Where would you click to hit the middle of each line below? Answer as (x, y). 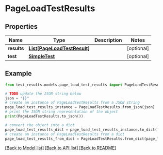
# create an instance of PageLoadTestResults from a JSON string (72, 103)
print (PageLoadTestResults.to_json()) (44, 116)
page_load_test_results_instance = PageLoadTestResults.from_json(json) (80, 107)
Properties (21, 27)
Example (18, 74)
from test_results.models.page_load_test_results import (64, 85)
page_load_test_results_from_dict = (42, 139)
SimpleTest (41, 56)
